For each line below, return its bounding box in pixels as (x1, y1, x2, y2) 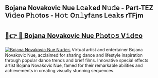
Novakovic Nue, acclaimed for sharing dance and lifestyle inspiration (5, 52, 143, 58)
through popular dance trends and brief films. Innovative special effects (5, 58, 149, 63)
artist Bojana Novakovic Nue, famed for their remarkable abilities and (5, 62, 143, 68)
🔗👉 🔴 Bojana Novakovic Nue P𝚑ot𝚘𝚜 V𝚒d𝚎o (5, 31, 143, 40)
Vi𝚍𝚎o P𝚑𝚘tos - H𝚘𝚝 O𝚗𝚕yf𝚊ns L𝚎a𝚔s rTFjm (5, 12, 143, 20)
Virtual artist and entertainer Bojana (71, 47, 143, 52)
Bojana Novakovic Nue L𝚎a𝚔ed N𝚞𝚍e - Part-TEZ (5, 4, 154, 12)
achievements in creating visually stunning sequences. (5, 68, 115, 73)
